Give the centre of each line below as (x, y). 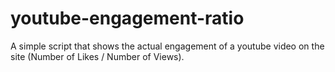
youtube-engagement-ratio (127, 18)
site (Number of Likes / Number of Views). (97, 56)
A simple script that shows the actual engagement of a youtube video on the (167, 46)
